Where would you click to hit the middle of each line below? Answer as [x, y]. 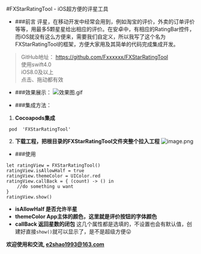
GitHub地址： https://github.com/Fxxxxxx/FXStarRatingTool [94, 57]
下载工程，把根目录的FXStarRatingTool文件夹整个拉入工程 [87, 141]
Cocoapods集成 [35, 118]
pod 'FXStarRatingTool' [40, 129]
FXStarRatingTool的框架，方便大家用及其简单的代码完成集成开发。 [97, 44]
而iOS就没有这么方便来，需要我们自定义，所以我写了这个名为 [90, 37]
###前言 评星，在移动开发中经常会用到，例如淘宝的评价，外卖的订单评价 [105, 22]
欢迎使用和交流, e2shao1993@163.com [55, 244]
